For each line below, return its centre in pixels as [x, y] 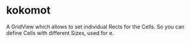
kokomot [28, 10]
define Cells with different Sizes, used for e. [60, 33]
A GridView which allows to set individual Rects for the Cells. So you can [95, 27]
